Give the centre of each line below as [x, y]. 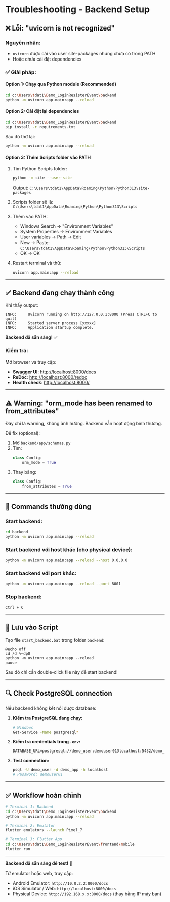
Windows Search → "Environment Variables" [67, 226]
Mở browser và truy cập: [31, 362]
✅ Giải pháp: [21, 72]
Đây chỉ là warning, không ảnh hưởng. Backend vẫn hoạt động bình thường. [84, 424]
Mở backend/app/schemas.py [41, 443]
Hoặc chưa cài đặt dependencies [47, 59]
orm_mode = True [39, 463]
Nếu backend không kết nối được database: [51, 708]
